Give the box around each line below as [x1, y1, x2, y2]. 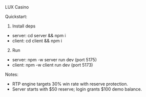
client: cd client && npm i [12, 38, 63, 44]
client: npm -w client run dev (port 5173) [12, 62, 93, 68]
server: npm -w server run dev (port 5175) [12, 57, 97, 63]
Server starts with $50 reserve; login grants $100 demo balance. [12, 86, 143, 92]
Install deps [12, 23, 36, 29]
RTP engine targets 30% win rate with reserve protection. [12, 81, 128, 87]
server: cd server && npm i [12, 33, 66, 38]
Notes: [5, 72, 19, 77]
